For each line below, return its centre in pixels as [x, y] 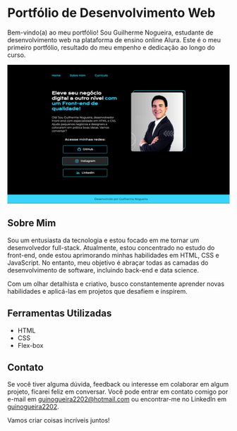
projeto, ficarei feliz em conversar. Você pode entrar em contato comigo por [118, 392]
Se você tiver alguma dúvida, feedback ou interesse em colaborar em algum [118, 385]
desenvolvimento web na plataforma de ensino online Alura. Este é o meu [114, 39]
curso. [17, 55]
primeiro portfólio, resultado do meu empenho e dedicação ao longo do [111, 47]
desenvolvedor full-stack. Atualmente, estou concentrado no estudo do [111, 247]
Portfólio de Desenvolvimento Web [111, 13]
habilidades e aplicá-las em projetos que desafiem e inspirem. [98, 291]
